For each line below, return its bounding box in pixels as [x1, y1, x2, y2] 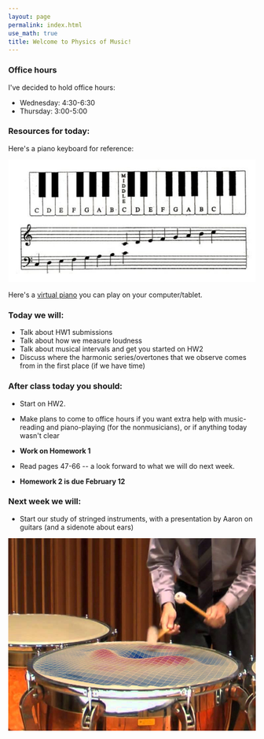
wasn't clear [19, 430, 60, 440]
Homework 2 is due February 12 [19, 477, 126, 486]
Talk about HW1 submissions [19, 328, 113, 337]
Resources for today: [8, 126, 90, 137]
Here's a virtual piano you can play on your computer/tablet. [8, 290, 203, 299]
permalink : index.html [8, 20, 82, 29]
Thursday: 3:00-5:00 [19, 106, 88, 116]
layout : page [8, 13, 51, 20]
